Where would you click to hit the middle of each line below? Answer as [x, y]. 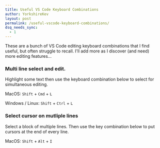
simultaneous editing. [26, 84]
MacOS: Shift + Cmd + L [29, 94]
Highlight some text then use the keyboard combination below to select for [80, 79]
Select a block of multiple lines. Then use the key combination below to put [80, 126]
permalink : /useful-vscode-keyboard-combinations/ [57, 23]
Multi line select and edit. [35, 68]
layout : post [18, 18]
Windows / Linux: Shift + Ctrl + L [39, 103]
